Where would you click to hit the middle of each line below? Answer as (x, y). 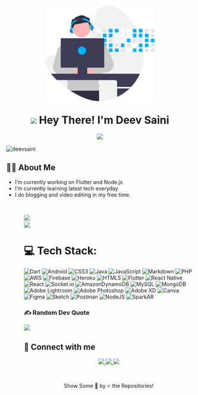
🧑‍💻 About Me (31, 168)
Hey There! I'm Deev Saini (104, 120)
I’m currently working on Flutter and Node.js (69, 182)
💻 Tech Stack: (60, 251)
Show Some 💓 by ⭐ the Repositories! (109, 385)
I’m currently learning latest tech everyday (67, 188)
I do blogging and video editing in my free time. (73, 195)
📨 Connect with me (59, 347)
